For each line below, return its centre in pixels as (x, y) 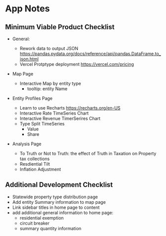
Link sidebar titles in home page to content (56, 207)
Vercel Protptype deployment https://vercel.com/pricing (77, 64)
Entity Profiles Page (32, 98)
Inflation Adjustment (40, 169)
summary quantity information (51, 228)
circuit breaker (34, 223)
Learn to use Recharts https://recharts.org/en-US (70, 108)
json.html (29, 59)
